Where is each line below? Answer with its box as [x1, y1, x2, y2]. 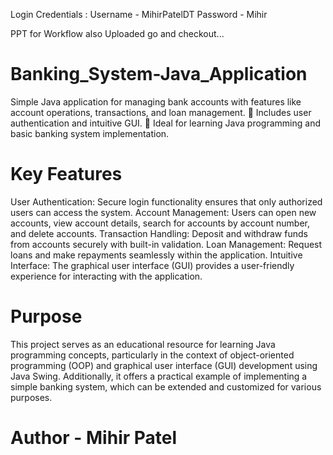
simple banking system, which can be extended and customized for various [10, 380, 322, 393]
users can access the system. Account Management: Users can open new [10, 206, 317, 218]
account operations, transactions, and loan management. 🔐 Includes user [10, 106, 312, 118]
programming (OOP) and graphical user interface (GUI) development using [10, 359, 318, 371]
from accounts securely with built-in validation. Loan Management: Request [10, 238, 323, 250]
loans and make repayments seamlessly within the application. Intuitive [10, 249, 303, 261]
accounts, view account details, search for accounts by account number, [10, 217, 311, 229]
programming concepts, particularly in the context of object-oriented [10, 349, 295, 361]
